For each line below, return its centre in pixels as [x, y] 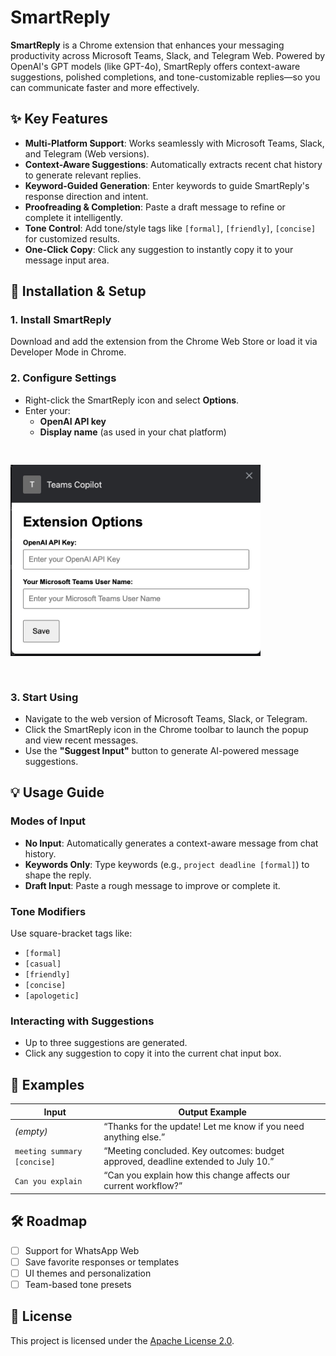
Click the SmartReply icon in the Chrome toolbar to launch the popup [166, 729]
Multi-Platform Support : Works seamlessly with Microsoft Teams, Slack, [174, 143]
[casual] [43, 964]
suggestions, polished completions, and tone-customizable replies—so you [165, 77]
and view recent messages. [81, 740]
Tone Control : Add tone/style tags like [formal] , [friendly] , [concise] [170, 228]
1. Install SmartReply [61, 320]
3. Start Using [44, 697]
